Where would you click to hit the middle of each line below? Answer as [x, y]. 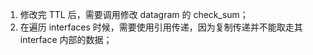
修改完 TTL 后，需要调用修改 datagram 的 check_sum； [134, 14]
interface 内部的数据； [66, 39]
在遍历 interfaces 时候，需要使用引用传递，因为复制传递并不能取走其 [161, 27]
